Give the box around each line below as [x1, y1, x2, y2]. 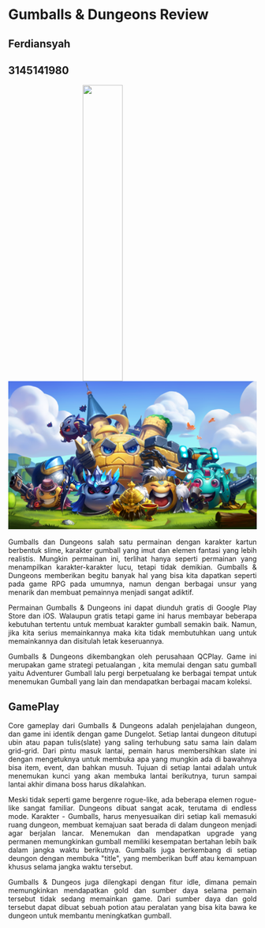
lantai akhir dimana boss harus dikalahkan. [8, 780, 147, 789]
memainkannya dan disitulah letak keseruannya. [8, 637, 164, 646]
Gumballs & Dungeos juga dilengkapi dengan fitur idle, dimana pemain [8, 877, 257, 887]
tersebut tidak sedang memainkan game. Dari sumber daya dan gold [8, 894, 257, 904]
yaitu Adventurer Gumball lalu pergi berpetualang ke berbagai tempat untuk [8, 669, 257, 678]
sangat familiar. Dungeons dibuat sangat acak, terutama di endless [23, 803, 257, 813]
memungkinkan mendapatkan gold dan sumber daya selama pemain [8, 886, 257, 896]
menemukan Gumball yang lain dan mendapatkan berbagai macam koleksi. [8, 677, 252, 686]
